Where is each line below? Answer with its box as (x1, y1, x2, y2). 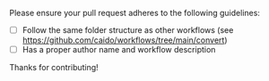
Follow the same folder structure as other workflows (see (22, 25, 234, 35)
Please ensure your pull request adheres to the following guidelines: (9, 8, 260, 18)
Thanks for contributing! (9, 62, 99, 73)
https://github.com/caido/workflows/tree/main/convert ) (22, 35, 228, 45)
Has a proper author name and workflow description (22, 45, 216, 55)
